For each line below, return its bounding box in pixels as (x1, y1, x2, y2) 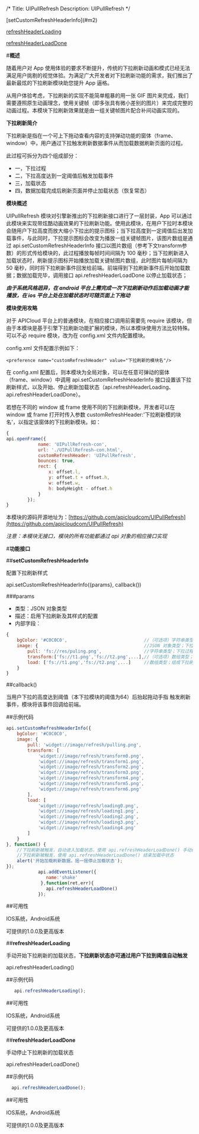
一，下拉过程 (14, 165, 46, 172)
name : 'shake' (46, 874, 78, 880)
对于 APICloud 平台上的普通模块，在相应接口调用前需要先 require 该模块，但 (6, 317, 192, 324)
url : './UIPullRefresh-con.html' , (37, 447, 123, 453)
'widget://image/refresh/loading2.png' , (37, 814, 139, 820)
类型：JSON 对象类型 (14, 605, 67, 612)
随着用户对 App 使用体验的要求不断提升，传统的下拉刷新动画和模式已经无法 (6, 65, 191, 71)
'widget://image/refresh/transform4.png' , (37, 775, 145, 781)
